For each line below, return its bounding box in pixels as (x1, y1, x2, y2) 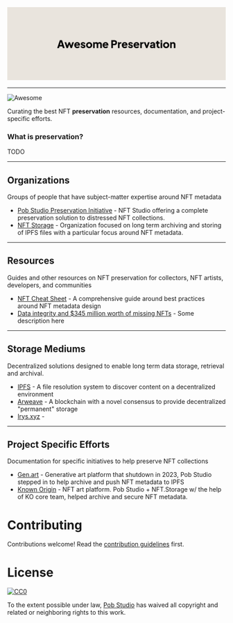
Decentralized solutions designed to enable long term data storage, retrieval (7, 362, 225, 370)
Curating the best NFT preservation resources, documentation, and (7, 107, 201, 115)
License (7, 565, 54, 580)
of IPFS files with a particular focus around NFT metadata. (17, 228, 184, 236)
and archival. (7, 369, 44, 378)
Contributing (7, 517, 83, 533)
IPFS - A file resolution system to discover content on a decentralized (17, 382, 216, 391)
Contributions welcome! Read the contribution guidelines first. (7, 540, 184, 549)
